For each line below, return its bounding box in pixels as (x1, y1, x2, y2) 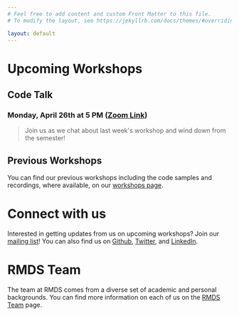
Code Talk (7, 88, 53, 100)
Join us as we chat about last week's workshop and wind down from (24, 126, 226, 135)
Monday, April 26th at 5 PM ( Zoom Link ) (7, 110, 148, 120)
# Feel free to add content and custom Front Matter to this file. (7, 10, 212, 18)
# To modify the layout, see (7, 17, 94, 24)
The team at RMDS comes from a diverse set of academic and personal (7, 285, 217, 294)
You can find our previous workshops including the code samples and (7, 174, 212, 182)
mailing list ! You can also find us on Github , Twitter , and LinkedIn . (7, 237, 198, 246)
